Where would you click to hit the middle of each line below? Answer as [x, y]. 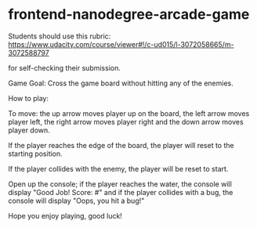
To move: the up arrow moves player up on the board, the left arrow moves [129, 113]
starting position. [35, 154]
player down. [29, 130]
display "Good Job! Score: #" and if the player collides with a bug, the [121, 192]
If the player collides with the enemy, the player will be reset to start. [118, 168]
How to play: [29, 98]
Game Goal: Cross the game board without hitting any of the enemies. [121, 83]
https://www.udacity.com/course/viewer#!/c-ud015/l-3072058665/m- [121, 44]
